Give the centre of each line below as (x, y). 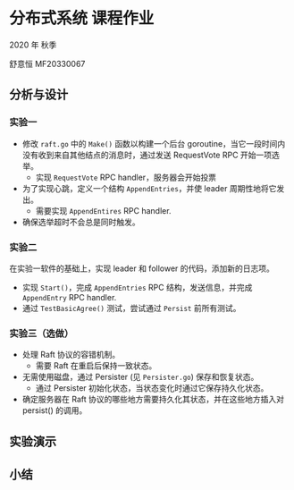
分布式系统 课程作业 (82, 18)
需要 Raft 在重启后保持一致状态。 (96, 366)
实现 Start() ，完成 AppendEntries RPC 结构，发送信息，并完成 (137, 287)
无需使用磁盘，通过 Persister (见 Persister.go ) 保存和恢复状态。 (140, 377)
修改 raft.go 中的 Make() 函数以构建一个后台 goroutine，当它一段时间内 (154, 143)
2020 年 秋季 (33, 45)
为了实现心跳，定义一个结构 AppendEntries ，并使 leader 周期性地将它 (149, 188)
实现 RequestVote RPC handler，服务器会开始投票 (126, 177)
